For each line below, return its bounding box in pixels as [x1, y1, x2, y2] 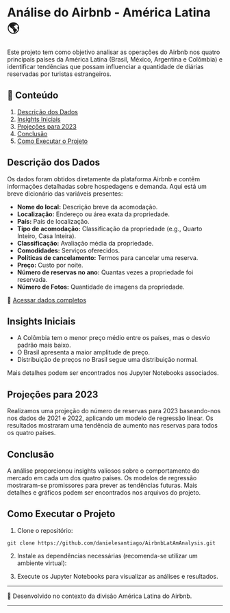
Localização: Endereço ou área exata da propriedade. [16, 210, 170, 218]
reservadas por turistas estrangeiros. [7, 70, 112, 78]
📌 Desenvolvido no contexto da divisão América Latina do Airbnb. [7, 592, 192, 600]
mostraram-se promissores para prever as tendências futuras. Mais [7, 481, 198, 489]
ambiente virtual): [16, 559, 67, 567]
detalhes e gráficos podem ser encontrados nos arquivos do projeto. [7, 488, 201, 497]
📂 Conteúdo [7, 90, 59, 101]
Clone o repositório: [16, 526, 73, 534]
